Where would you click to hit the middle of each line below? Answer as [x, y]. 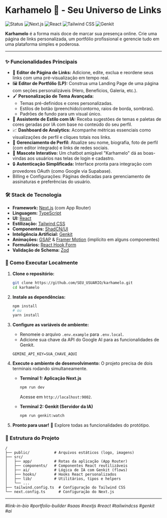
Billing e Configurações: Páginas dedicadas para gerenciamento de [81, 177]
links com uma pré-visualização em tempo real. [61, 78]
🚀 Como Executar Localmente [42, 263]
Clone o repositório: [33, 274]
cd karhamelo [26, 287]
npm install [25, 306]
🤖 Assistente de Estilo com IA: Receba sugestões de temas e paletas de [87, 119]
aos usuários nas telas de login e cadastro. [71, 158]
